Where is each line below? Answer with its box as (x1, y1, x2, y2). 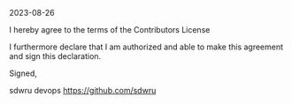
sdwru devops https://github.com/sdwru (9, 85, 157, 95)
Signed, (9, 68, 37, 78)
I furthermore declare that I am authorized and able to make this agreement (9, 41, 284, 52)
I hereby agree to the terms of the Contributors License (9, 25, 211, 34)
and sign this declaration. (9, 51, 102, 61)
